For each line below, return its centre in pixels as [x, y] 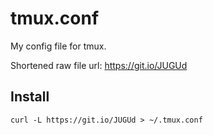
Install [30, 97]
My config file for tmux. [58, 46]
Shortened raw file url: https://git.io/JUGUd [99, 65]
